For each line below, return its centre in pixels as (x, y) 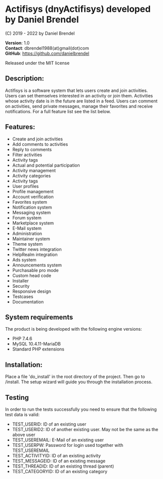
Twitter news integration (37, 249)
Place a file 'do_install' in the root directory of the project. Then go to (75, 377)
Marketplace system (33, 223)
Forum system (27, 218)
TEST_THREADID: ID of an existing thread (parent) (63, 466)
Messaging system (31, 212)
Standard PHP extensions (38, 349)
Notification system (32, 207)
